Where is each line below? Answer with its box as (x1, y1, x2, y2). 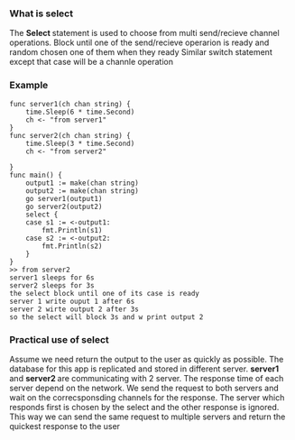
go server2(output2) (25, 202, 103, 211)
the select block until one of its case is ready (9, 289, 200, 298)
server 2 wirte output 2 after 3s (9, 305, 140, 314)
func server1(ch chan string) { (9, 99, 131, 108)
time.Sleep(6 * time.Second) (25, 107, 135, 116)
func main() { (9, 170, 63, 179)
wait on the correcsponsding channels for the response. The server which (9, 391, 285, 403)
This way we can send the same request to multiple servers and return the (9, 411, 286, 422)
